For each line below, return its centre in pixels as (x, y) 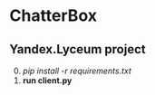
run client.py (47, 81)
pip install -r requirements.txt (77, 71)
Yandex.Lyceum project (78, 49)
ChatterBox (53, 16)
